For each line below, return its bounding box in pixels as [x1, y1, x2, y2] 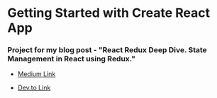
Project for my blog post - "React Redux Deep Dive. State [7, 45, 207, 55]
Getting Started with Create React [7, 5, 211, 21]
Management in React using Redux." [7, 54, 136, 64]
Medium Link [17, 70, 56, 78]
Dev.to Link [17, 83, 51, 92]
